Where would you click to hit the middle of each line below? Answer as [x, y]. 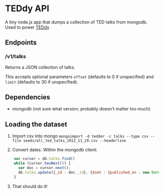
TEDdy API [27, 9]
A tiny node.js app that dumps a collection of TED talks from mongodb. [76, 22]
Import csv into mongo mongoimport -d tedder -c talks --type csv [80, 136]
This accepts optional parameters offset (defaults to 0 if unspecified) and [79, 77]
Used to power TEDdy [27, 27]
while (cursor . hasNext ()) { [42, 163]
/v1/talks [16, 57]
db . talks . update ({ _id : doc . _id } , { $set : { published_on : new [84, 172]
